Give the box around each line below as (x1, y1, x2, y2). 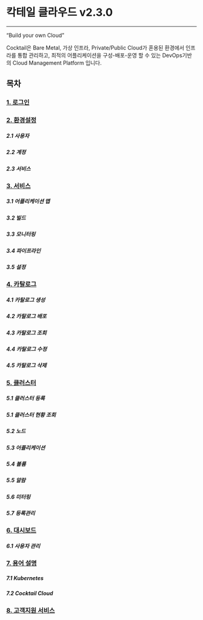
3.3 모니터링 (6, 230, 36, 238)
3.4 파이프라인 (6, 247, 41, 254)
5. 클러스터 (6, 379, 36, 387)
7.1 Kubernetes (6, 574, 44, 581)
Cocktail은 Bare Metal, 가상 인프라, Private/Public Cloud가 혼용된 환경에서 (6, 44, 184, 51)
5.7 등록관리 (6, 509, 35, 517)
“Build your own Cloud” (6, 31, 65, 39)
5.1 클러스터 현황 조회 (6, 411, 56, 418)
